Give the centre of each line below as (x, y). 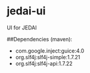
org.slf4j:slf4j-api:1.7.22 (44, 63)
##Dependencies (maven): (40, 39)
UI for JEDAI (22, 28)
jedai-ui (26, 11)
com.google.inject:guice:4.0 (50, 51)
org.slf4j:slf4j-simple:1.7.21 (48, 57)
